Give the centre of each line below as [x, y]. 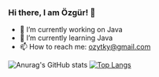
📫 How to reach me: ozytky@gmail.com [85, 47]
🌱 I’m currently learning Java [66, 38]
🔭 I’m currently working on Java [71, 30]
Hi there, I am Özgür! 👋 [52, 13]
